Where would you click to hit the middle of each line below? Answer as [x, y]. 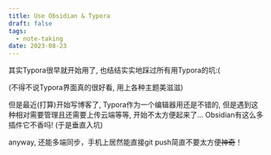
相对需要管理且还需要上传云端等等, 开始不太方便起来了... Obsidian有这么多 [139, 115]
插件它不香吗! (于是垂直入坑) [56, 125]
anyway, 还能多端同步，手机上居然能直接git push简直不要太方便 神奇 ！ [126, 142]
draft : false [30, 24]
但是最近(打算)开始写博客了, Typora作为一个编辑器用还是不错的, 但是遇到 [130, 105]
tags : [17, 31]
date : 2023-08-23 [38, 46]
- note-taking [39, 39]
